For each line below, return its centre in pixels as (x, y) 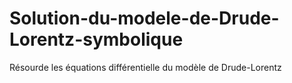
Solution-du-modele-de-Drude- (144, 18)
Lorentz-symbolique (96, 39)
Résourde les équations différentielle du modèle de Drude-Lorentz (145, 67)
